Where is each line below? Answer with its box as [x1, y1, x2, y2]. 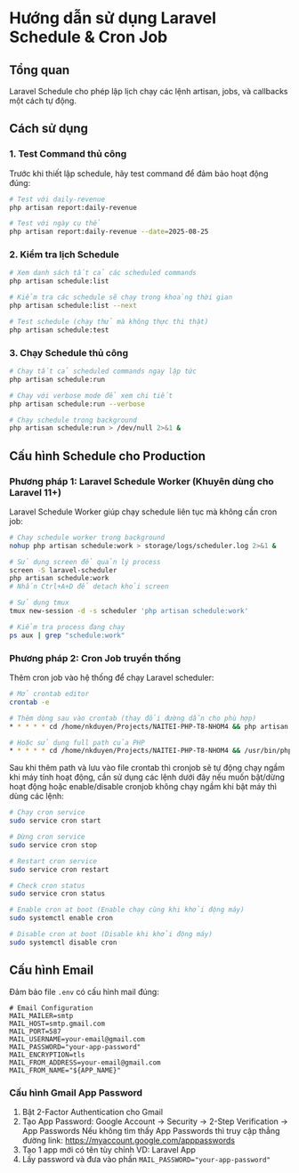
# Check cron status [9, 881, 86, 890]
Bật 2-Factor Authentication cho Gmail [21, 1106, 163, 1117]
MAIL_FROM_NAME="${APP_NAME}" [9, 1065, 122, 1075]
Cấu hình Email [9, 963, 94, 978]
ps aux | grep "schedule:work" [9, 631, 125, 640]
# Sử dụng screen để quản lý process [9, 557, 162, 566]
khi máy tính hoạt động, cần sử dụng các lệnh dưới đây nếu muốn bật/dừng [9, 772, 285, 782]
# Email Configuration [9, 1003, 93, 1013]
